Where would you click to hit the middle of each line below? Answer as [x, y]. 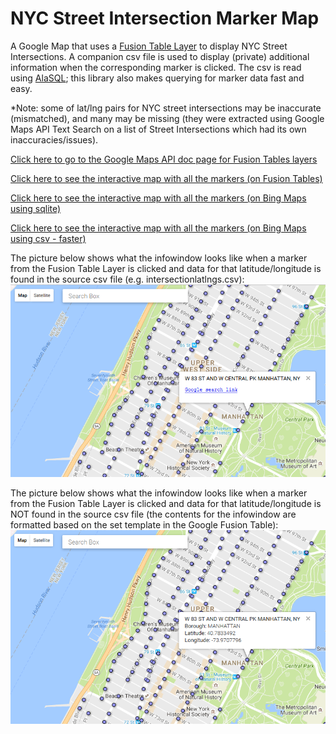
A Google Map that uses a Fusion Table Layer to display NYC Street [149, 46]
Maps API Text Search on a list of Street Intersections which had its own [158, 129]
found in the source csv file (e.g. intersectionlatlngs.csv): [127, 279]
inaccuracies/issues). [54, 139]
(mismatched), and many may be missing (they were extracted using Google [167, 118]
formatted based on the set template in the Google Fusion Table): [144, 525]
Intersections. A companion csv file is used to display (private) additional [160, 56]
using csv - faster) [48, 238]
